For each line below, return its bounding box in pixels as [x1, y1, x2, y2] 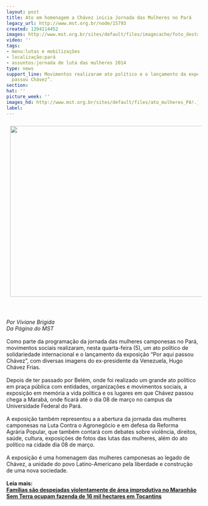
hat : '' [6, 88, 26, 94]
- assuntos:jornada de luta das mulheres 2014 [6, 60, 127, 66]
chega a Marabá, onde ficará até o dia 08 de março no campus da [6, 395, 172, 403]
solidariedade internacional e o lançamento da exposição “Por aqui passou [6, 350, 194, 358]
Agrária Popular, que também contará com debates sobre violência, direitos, [6, 428, 198, 435]
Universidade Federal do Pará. [6, 402, 82, 409]
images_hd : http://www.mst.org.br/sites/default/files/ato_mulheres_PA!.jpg [6, 99, 206, 105]
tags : [6, 43, 20, 49]
